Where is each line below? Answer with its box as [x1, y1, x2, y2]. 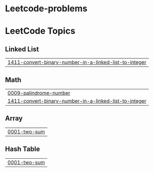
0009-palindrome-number [7, 89, 70, 96]
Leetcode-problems [5, 3, 88, 14]
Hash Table [5, 145, 40, 153]
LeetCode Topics [5, 26, 76, 37]
